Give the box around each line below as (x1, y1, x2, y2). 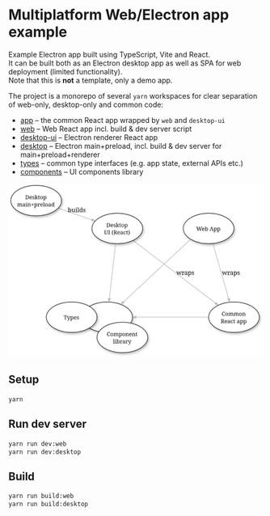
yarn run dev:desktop (8, 447, 82, 456)
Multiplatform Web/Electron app (8, 6, 230, 24)
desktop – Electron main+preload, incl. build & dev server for (19, 141, 222, 150)
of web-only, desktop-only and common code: (8, 99, 164, 109)
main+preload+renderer (19, 150, 100, 159)
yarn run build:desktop (8, 500, 89, 509)
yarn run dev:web (8, 439, 67, 448)
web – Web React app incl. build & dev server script (19, 124, 192, 133)
